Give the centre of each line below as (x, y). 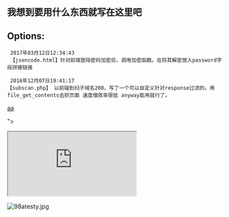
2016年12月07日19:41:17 (42, 81)
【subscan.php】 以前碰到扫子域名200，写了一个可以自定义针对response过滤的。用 (111, 88)
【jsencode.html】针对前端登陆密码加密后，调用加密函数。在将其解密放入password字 (116, 60)
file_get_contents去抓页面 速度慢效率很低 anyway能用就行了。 (89, 95)
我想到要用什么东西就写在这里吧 (75, 12)
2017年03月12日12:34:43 (42, 53)
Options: (26, 36)
